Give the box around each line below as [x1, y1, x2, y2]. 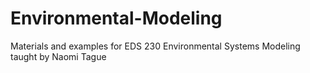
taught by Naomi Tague [10, 50, 107, 62]
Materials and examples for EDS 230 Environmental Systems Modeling [10, 40, 301, 52]
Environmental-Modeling [10, 7, 223, 30]
